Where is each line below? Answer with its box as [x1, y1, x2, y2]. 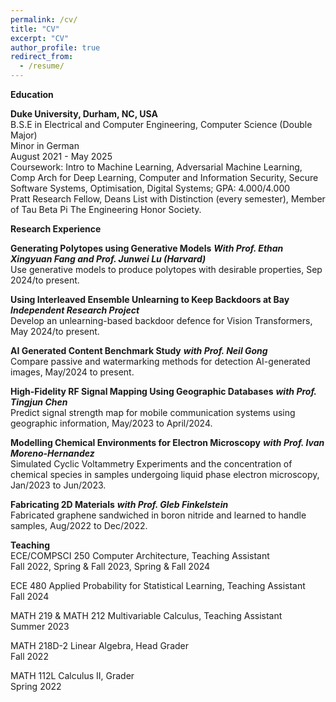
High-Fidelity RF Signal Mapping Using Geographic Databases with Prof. [10, 386, 317, 397]
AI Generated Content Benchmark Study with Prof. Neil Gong [10, 345, 268, 356]
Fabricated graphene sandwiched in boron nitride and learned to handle [10, 509, 307, 521]
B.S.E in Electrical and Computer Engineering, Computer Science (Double [10, 119, 313, 130]
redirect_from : [10, 52, 74, 62]
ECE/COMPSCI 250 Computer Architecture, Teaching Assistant [10, 550, 270, 561]
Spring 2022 [10, 681, 62, 692]
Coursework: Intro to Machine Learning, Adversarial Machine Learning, [10, 161, 303, 173]
